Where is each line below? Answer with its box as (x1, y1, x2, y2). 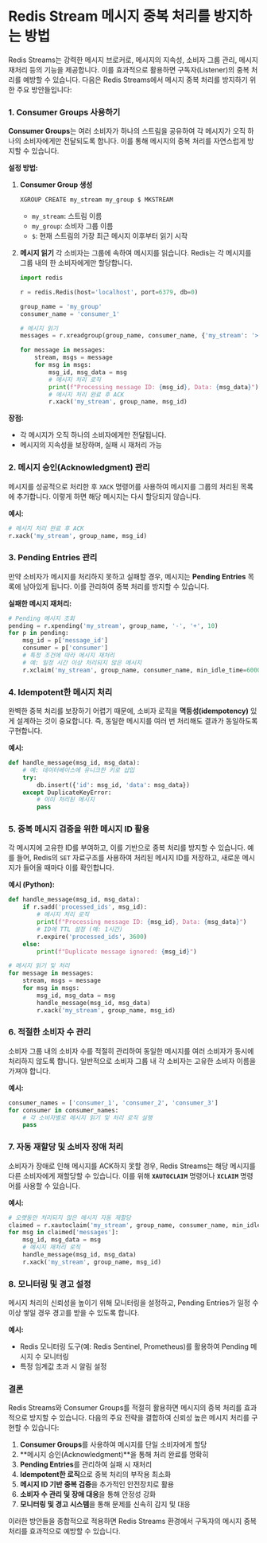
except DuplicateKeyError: (22, 789, 112, 797)
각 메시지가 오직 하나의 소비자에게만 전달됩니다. (19, 431, 167, 440)
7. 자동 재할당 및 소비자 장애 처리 (8, 1141, 124, 1152)
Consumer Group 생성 (19, 180, 93, 189)
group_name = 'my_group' (19, 302, 103, 310)
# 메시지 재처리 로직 (22, 1243, 81, 1252)
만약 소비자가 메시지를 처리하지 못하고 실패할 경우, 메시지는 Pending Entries (8, 571, 246, 581)
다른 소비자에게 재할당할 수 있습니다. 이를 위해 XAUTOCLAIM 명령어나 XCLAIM (8, 1171, 239, 1180)
